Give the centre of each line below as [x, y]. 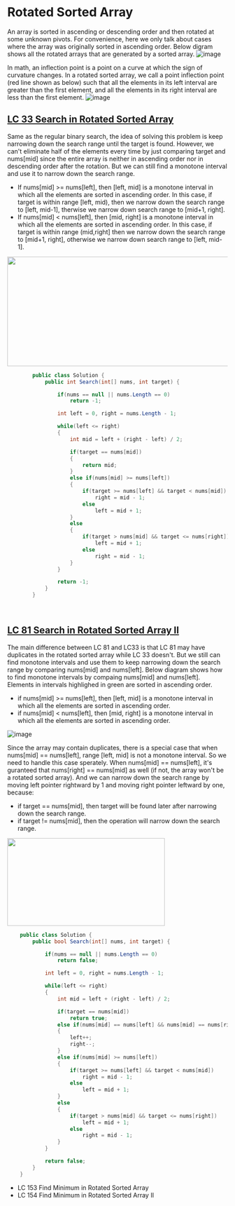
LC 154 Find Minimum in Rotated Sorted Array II [86, 1195]
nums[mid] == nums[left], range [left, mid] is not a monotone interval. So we [117, 755]
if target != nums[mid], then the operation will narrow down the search [119, 820]
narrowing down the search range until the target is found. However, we [111, 144]
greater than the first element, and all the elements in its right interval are [112, 90]
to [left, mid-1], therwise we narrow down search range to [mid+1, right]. [121, 209]
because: [21, 792]
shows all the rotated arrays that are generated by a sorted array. [101, 54]
